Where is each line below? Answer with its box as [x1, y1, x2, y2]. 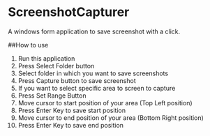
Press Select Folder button [17, 61, 95, 70]
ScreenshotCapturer [8, 4, 130, 20]
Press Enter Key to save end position [17, 121, 124, 129]
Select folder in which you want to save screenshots [17, 69, 169, 77]
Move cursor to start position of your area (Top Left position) [17, 98, 193, 107]
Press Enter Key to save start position [17, 106, 126, 114]
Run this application [17, 54, 75, 63]
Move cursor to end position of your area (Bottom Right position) [17, 113, 204, 122]
